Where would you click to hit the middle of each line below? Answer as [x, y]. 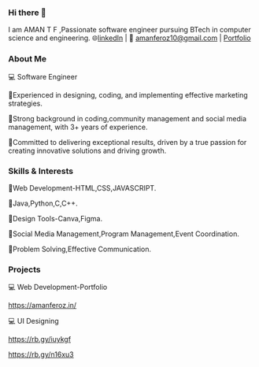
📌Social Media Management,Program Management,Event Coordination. [124, 234]
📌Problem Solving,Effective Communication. [80, 249]
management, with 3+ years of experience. [78, 127]
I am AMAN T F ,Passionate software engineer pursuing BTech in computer [130, 30]
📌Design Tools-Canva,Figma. [55, 218]
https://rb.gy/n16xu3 [41, 354]
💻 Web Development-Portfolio [58, 287]
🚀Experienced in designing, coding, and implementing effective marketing [128, 95]
